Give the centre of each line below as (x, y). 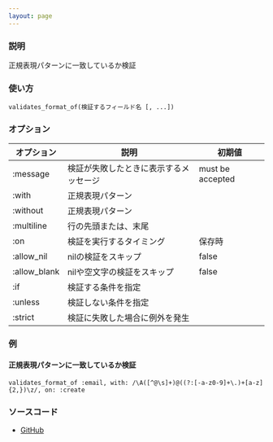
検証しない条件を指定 (108, 302)
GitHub (32, 430)
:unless (26, 302)
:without (28, 210)
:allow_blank (36, 271)
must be (214, 168)
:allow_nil (30, 256)
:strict (24, 317)
